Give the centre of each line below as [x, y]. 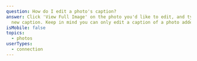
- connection [27, 49]
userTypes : [19, 44]
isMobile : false [26, 28]
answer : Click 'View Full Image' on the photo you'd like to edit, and [95, 17]
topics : [16, 33]
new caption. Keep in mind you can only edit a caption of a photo [96, 22]
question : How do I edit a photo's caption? [61, 11]
